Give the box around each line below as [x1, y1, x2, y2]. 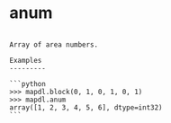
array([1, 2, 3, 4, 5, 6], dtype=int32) [9, 102, 164, 112]
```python [9, 79, 47, 88]
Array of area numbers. [9, 40, 99, 49]
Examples [9, 56, 42, 65]
